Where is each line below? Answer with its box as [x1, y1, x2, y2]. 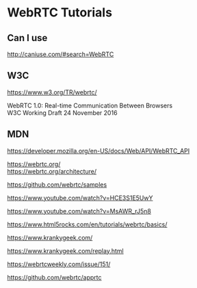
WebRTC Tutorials [7, 5, 113, 21]
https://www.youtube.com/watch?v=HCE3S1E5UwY [7, 194, 153, 202]
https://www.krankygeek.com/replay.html [7, 246, 124, 254]
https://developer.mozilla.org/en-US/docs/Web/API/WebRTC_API [7, 146, 190, 155]
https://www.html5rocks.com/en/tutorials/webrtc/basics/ [7, 220, 168, 228]
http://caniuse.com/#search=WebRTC [7, 50, 114, 58]
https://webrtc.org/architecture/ [7, 167, 97, 175]
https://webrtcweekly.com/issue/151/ [7, 260, 111, 268]
